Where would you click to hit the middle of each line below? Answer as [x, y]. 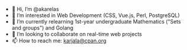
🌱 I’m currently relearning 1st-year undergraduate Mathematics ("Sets [96, 21]
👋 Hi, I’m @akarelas [35, 9]
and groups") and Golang [42, 28]
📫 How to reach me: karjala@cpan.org [59, 41]
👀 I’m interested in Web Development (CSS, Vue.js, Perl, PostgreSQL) [96, 15]
